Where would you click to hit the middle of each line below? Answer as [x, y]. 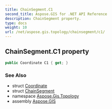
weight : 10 [16, 28]
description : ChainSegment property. [43, 18]
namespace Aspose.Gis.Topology [45, 96]
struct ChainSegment [33, 91]
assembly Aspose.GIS [34, 101]
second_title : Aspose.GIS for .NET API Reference [56, 14]
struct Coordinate [30, 86]
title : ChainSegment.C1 [29, 9]
